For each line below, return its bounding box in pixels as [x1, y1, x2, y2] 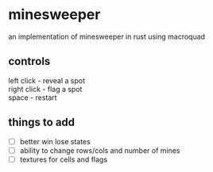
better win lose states [19, 136, 91, 146]
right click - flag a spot [8, 84, 83, 94]
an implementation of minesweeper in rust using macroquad [8, 32, 205, 41]
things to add [8, 116, 76, 129]
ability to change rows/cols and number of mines [19, 145, 180, 155]
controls [8, 55, 51, 68]
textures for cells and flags [19, 155, 108, 164]
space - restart [8, 93, 57, 102]
